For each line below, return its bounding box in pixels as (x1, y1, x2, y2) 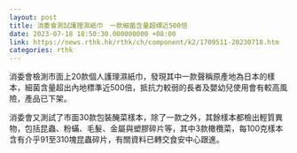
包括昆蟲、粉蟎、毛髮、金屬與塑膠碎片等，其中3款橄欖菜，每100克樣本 (24, 123, 284, 134)
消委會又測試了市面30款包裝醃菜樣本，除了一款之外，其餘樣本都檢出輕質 (9, 112, 276, 123)
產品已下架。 (24, 94, 72, 104)
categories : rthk (9, 46, 74, 55)
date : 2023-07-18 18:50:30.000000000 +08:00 (9, 29, 176, 38)
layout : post (9, 12, 58, 22)
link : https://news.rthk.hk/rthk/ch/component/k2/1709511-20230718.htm (9, 37, 279, 47)
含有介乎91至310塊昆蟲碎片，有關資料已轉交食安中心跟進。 (9, 134, 224, 145)
